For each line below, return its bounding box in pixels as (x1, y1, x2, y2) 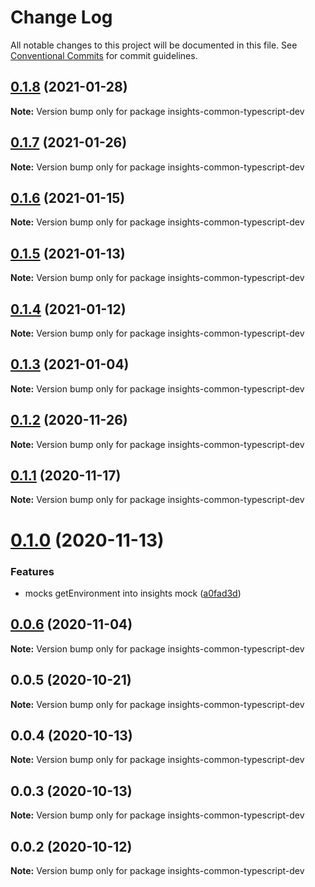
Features (10, 564, 55, 578)
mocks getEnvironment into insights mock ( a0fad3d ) (24, 587, 242, 599)
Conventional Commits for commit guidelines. (10, 49, 198, 61)
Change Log (10, 6, 113, 29)
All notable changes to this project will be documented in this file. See (10, 39, 298, 51)
